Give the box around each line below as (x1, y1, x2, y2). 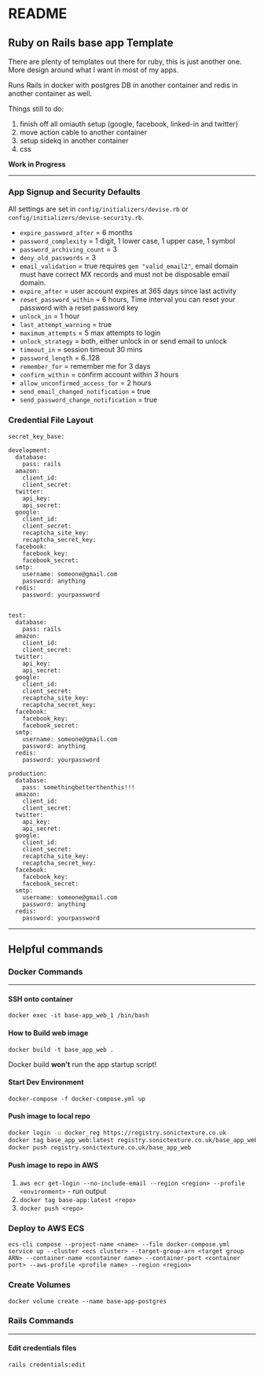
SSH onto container (8, 994, 73, 1003)
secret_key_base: (8, 432, 65, 440)
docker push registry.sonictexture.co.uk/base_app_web (8, 1143, 192, 1152)
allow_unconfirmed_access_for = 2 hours (19, 378, 152, 388)
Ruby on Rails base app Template (8, 36, 174, 50)
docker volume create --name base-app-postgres (8, 1297, 167, 1305)
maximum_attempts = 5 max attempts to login (19, 328, 161, 338)
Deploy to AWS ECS (8, 1222, 85, 1233)
